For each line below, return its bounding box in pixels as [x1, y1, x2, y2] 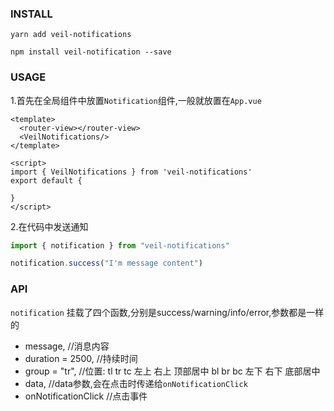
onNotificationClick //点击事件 [24, 390, 148, 402]
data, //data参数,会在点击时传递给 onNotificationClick [24, 377, 248, 389]
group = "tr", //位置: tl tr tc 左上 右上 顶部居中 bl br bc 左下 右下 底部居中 [24, 365, 321, 377]
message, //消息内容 [24, 340, 110, 352]
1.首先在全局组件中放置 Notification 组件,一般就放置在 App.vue [10, 94, 262, 106]
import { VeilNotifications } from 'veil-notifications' [10, 167, 253, 177]
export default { [10, 175, 83, 186]
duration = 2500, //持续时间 [24, 352, 138, 364]
